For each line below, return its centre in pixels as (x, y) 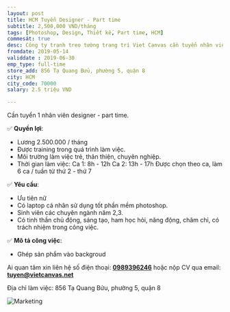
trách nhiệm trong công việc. (58, 227)
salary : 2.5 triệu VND (39, 90)
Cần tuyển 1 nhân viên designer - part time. (68, 115)
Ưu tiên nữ (31, 198)
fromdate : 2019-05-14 (38, 52)
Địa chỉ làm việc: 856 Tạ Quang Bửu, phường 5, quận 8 (84, 288)
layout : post (26, 13)
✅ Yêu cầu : (23, 185)
